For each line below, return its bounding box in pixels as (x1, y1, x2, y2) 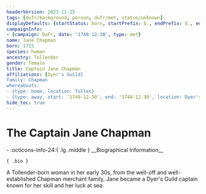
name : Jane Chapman (6, 37, 56, 43)
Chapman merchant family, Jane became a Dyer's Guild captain (36, 175, 198, 182)
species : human (6, 49, 45, 55)
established (6, 175, 36, 182)
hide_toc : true (6, 99, 45, 106)
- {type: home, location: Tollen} (6, 88, 95, 95)
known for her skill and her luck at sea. (6, 181, 104, 189)
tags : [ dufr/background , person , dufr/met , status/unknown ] (6, 15, 164, 21)
